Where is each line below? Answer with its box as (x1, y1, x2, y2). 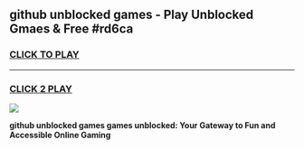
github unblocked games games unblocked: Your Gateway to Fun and (9, 119, 276, 130)
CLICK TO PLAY (9, 49, 80, 61)
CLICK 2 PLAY (9, 82, 72, 95)
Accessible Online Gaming (9, 129, 111, 140)
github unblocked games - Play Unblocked (9, 7, 254, 23)
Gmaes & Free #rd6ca (9, 22, 134, 37)
